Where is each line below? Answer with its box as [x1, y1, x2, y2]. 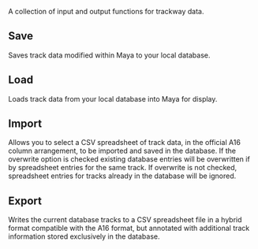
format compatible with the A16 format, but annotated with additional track [8, 224, 250, 233]
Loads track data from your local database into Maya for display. [8, 94, 218, 103]
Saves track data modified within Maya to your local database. [8, 50, 211, 60]
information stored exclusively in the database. [8, 232, 160, 241]
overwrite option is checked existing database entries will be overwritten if [8, 154, 250, 164]
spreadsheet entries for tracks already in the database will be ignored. [8, 171, 237, 180]
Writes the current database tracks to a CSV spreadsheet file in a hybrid [8, 215, 242, 225]
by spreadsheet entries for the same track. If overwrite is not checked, [8, 163, 237, 173]
